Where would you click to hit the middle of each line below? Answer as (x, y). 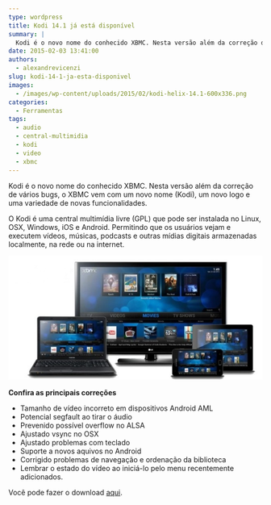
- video (29, 153)
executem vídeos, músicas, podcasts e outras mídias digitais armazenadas (133, 236)
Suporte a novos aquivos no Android (81, 451)
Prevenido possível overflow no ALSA (82, 425)
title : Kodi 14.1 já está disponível (72, 25)
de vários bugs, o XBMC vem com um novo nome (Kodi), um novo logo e (129, 194)
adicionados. (41, 477)
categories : (28, 102)
